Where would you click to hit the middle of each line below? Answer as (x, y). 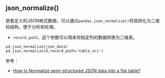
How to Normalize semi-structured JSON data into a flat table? (77, 71)
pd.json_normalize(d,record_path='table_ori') (55, 51)
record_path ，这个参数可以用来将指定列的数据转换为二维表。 (75, 37)
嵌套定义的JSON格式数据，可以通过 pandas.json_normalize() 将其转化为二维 (83, 20)
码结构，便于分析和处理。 (32, 27)
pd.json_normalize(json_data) (37, 46)
